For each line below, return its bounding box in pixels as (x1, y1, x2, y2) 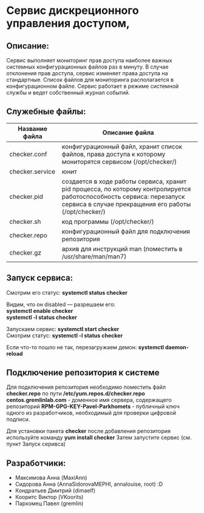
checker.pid (9, 192, 44, 201)
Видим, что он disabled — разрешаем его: (6, 301, 116, 308)
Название (18, 124, 47, 133)
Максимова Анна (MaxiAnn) (15, 474, 87, 481)
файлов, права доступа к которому (61, 150, 166, 158)
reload (6, 350, 23, 357)
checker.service (9, 167, 56, 176)
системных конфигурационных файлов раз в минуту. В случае (6, 63, 169, 70)
